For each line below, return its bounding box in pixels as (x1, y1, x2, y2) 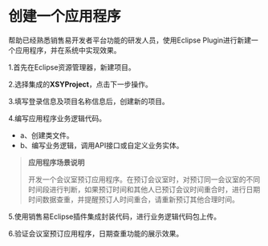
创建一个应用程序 (8, 7, 122, 26)
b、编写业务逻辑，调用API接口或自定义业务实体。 (19, 140, 184, 150)
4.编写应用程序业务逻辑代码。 (8, 113, 107, 123)
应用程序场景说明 (27, 157, 85, 167)
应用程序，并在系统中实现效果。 (14, 45, 121, 54)
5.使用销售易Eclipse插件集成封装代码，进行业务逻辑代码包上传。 (8, 212, 221, 221)
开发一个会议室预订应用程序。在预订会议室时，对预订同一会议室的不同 (27, 174, 261, 184)
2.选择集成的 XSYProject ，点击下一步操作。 (8, 79, 152, 89)
